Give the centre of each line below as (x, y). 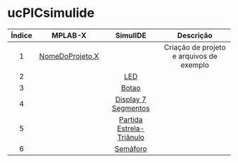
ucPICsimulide (51, 13)
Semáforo (131, 148)
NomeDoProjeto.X (69, 56)
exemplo (195, 65)
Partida (131, 119)
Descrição (194, 35)
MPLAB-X (69, 35)
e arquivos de (195, 56)
